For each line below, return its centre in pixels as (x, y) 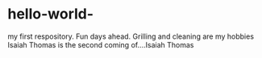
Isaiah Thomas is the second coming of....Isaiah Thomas (101, 44)
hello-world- (51, 14)
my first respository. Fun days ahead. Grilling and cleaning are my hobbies (131, 36)
